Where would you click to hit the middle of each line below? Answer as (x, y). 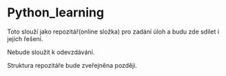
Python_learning (56, 13)
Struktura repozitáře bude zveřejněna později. (72, 65)
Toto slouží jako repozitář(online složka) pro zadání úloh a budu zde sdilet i (113, 31)
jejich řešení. (25, 38)
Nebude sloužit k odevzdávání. (51, 52)
